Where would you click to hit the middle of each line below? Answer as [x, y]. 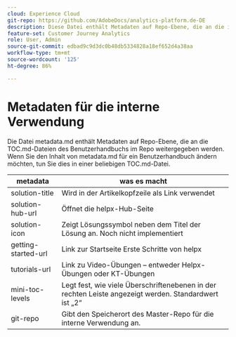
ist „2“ [72, 303]
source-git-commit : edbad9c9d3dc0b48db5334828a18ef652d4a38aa [100, 46]
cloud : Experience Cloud [44, 14]
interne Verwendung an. [101, 322]
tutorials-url [31, 269]
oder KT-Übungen [124, 273]
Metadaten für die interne [84, 107]
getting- [25, 244]
